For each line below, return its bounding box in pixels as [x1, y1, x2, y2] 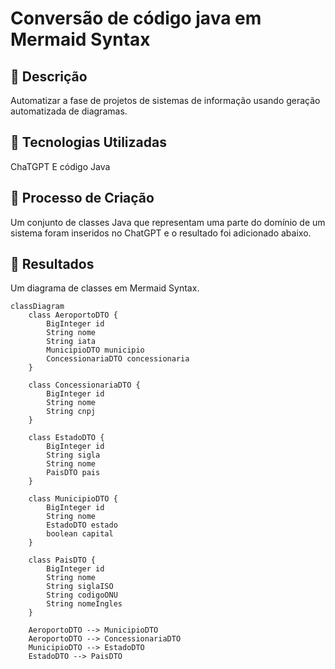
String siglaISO [46, 582, 114, 592]
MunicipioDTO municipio [46, 345, 145, 356]
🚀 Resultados [10, 256, 95, 273]
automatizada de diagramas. [10, 105, 128, 117]
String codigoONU [46, 590, 118, 601]
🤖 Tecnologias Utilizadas [10, 134, 167, 151]
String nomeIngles [46, 599, 123, 609]
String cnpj [46, 407, 97, 417]
